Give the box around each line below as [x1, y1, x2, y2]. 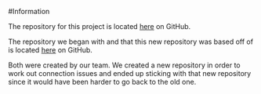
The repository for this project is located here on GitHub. [8, 22, 191, 31]
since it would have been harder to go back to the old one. [8, 78, 197, 86]
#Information [8, 7, 50, 16]
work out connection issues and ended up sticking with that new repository [8, 69, 252, 78]
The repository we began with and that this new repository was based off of [8, 37, 253, 46]
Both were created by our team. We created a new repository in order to [8, 60, 241, 70]
